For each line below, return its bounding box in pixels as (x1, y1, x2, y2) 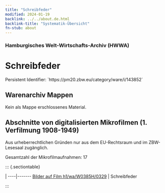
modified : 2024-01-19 (5, 12, 50, 17)
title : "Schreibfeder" (5, 7, 52, 12)
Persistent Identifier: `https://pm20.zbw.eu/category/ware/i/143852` (5, 76, 143, 82)
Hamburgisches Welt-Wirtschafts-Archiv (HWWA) (5, 42, 130, 49)
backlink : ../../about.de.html (5, 16, 70, 21)
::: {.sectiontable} (5, 164, 41, 170)
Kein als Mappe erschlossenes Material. (5, 104, 87, 110)
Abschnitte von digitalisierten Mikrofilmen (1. (5, 118, 147, 127)
